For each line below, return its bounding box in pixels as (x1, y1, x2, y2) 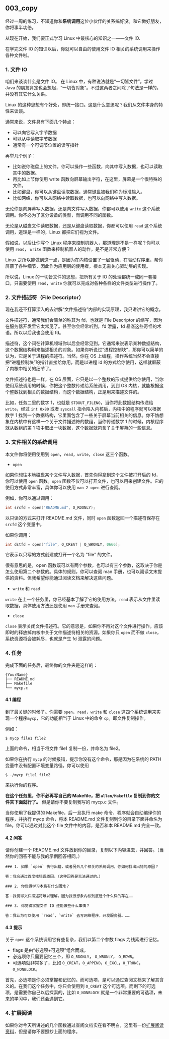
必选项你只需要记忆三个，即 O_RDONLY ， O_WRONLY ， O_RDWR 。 (12, 953, 137, 960)
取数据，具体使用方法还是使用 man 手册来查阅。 (5, 603, 103, 609)
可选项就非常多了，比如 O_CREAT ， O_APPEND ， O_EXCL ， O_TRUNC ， (12, 960, 143, 966)
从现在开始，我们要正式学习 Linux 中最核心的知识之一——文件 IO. (5, 35, 141, 41)
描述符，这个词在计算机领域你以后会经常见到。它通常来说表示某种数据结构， (5, 340, 164, 347)
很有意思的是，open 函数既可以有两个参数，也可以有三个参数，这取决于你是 (5, 562, 162, 568)
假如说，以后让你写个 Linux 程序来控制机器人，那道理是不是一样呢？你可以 (5, 240, 160, 246)
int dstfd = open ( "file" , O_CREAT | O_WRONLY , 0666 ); (5, 542, 121, 547)
